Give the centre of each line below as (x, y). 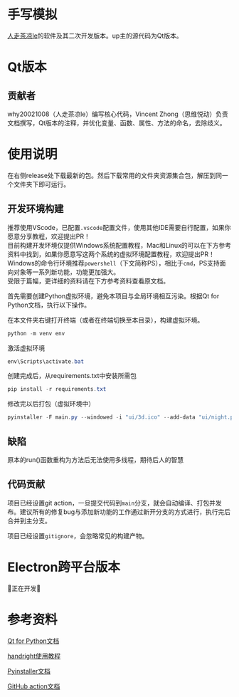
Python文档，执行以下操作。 (49, 305)
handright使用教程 (34, 656)
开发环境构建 (36, 209)
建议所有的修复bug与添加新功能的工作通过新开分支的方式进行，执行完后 (125, 512)
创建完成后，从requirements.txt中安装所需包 (72, 376)
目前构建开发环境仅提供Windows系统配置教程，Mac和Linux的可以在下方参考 (119, 245)
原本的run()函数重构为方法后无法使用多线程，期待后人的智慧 (96, 460)
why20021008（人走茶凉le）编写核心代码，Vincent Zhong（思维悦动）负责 (118, 114)
